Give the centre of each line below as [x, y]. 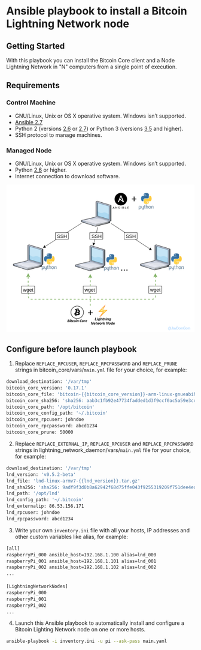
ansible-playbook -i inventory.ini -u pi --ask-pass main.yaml [87, 641]
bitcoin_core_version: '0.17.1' [46, 388]
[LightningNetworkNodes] [37, 586]
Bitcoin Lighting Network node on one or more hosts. [80, 630]
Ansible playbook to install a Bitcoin [97, 11]
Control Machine [31, 103]
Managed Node [29, 150]
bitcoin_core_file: [31, 394]
